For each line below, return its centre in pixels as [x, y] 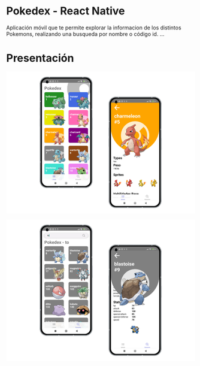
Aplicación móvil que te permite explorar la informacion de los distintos [94, 28]
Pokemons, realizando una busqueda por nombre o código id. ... [85, 34]
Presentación [40, 58]
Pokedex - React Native [66, 11]
